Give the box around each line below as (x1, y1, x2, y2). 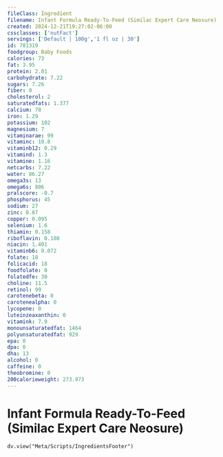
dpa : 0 (7, 344, 26, 351)
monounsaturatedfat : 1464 (7, 324, 81, 331)
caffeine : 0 (7, 363, 41, 370)
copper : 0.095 (7, 215, 48, 222)
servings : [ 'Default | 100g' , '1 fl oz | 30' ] (7, 36, 140, 43)
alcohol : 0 (7, 357, 39, 364)
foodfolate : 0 (7, 266, 48, 273)
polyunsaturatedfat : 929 (7, 331, 78, 338)
